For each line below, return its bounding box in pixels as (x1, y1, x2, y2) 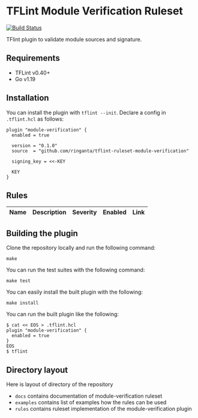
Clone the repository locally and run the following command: (6, 244, 156, 252)
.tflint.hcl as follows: (6, 115, 64, 123)
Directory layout (6, 365, 68, 375)
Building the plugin (6, 228, 78, 238)
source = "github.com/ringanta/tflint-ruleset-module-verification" (11, 148, 189, 154)
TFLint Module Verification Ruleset (6, 4, 183, 18)
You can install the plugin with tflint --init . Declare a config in (6, 109, 166, 116)
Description (32, 208, 67, 217)
